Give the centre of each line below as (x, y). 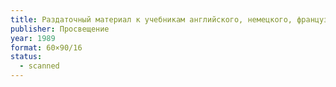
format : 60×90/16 (46, 47)
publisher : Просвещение (60, 29)
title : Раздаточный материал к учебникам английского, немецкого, (151, 19)
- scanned (39, 66)
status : (26, 57)
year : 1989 (33, 38)
